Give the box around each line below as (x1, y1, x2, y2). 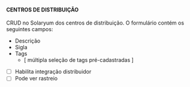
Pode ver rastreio (14, 75, 58, 82)
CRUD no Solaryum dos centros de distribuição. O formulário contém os (6, 19, 185, 26)
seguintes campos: (6, 26, 53, 33)
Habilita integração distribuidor (14, 68, 92, 76)
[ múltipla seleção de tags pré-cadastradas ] (23, 56, 134, 64)
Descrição (14, 37, 41, 44)
